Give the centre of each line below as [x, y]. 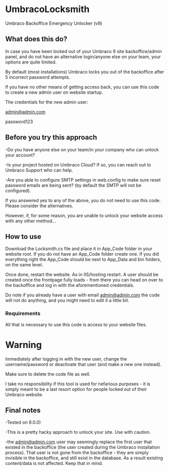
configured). [18, 191]
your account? [20, 155]
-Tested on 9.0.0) [23, 423]
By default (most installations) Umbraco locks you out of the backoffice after [85, 72]
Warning [23, 345]
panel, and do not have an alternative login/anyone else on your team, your [83, 56]
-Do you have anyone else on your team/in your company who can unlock [82, 149]
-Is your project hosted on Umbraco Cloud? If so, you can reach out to [78, 164]
